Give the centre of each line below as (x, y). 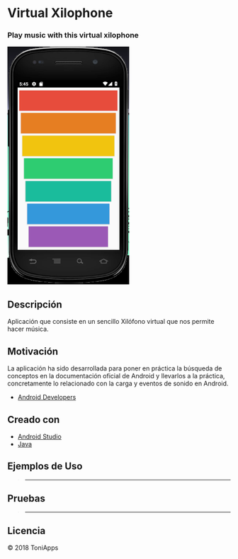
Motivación (33, 351)
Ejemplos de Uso (45, 467)
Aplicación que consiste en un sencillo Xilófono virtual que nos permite (111, 322)
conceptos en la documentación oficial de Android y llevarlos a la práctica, (116, 376)
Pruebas (27, 498)
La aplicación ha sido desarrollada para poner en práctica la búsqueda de (115, 368)
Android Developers (47, 397)
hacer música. (28, 329)
